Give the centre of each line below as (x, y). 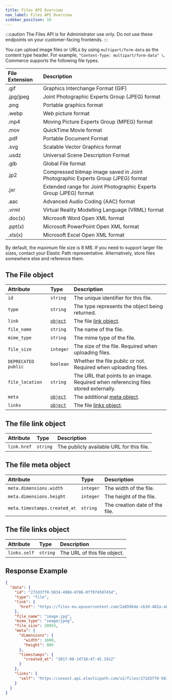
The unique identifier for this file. (113, 298)
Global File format (64, 164)
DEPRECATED (21, 362)
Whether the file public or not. (110, 361)
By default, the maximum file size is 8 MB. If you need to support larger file (84, 248)
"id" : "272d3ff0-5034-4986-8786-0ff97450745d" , (66, 593)
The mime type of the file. (105, 338)
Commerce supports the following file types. (52, 61)
